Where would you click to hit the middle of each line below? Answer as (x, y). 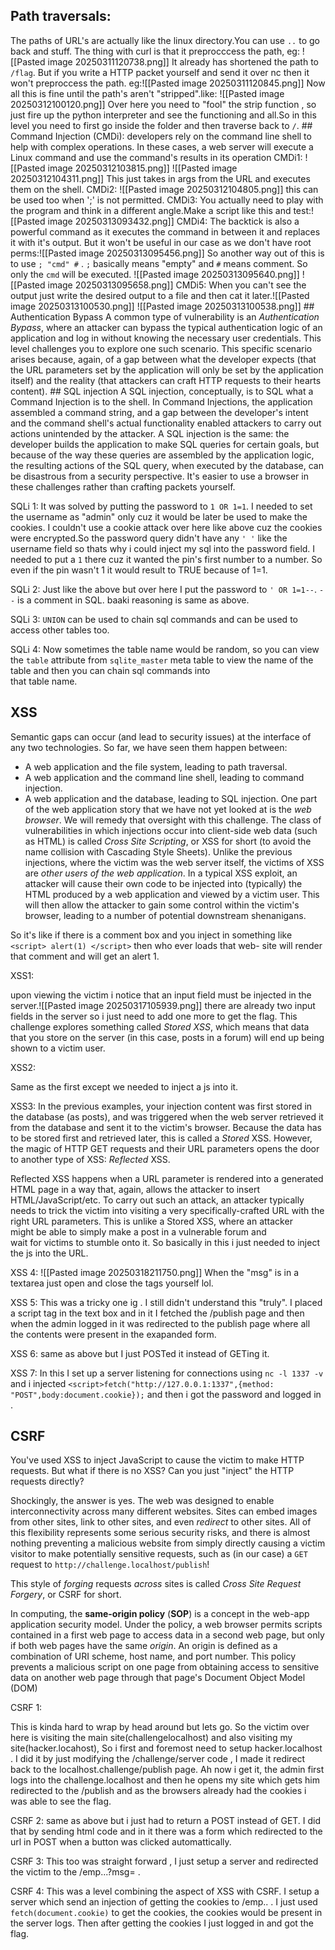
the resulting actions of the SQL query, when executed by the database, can (167, 465)
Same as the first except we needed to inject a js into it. (124, 1086)
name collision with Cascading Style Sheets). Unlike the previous (158, 851)
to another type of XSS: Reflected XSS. (90, 1159)
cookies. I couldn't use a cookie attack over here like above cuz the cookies (166, 527)
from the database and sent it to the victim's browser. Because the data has (166, 1127)
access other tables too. (60, 630)
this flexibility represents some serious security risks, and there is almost (160, 1533)
